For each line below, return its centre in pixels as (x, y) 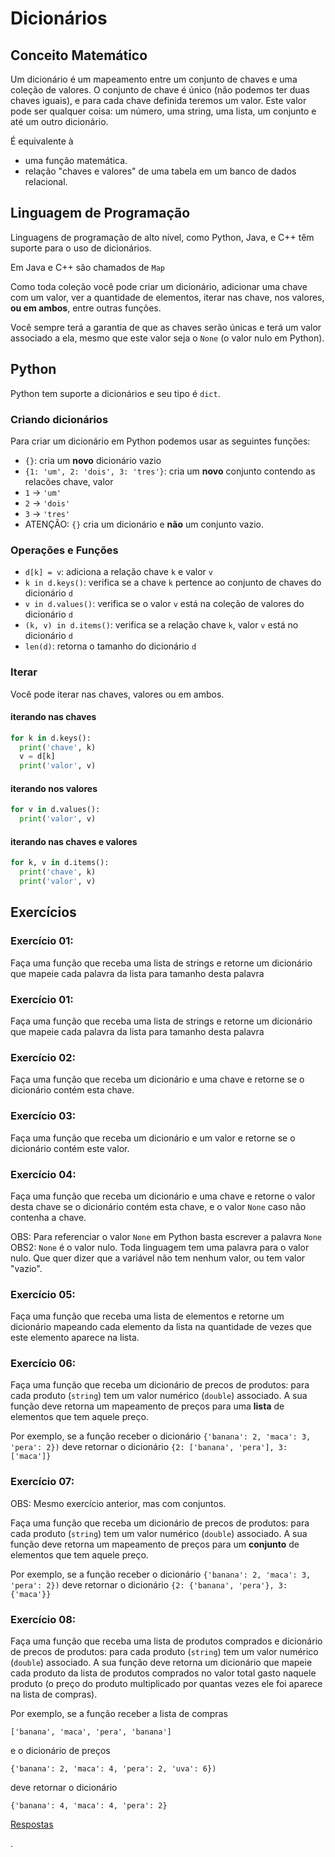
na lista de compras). (54, 1694)
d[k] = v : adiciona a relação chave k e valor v (118, 572)
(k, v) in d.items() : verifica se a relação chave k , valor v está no (161, 625)
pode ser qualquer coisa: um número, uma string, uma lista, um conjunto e (163, 111)
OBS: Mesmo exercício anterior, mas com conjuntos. (118, 1503)
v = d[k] (37, 757)
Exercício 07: (42, 1482)
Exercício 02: (43, 1057)
